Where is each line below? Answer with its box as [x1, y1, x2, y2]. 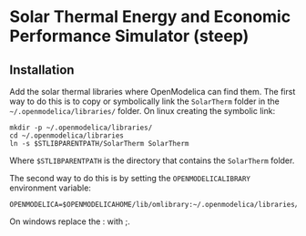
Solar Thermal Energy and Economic [9, 6, 291, 27]
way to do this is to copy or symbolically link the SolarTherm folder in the [9, 96, 280, 107]
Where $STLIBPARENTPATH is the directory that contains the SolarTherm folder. [9, 155, 295, 166]
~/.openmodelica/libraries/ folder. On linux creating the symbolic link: [9, 106, 276, 116]
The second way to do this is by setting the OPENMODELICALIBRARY [9, 173, 251, 183]
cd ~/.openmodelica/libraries [9, 131, 125, 140]
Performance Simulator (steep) [9, 26, 250, 46]
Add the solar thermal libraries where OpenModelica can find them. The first [9, 87, 296, 97]
